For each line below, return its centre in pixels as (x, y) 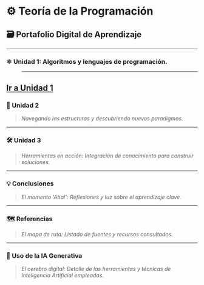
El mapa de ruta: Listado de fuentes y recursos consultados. (97, 234)
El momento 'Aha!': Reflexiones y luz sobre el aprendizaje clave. (101, 197)
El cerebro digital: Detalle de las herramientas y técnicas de (96, 269)
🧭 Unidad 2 (23, 105)
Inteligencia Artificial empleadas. (63, 275)
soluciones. (36, 162)
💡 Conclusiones (30, 184)
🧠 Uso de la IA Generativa (44, 255)
